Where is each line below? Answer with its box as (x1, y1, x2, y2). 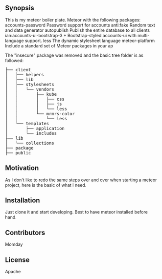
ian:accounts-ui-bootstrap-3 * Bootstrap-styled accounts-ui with (5, 32, 137, 38)
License (5, 256, 30, 264)
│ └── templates (5, 121, 49, 126)
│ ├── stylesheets (5, 82, 55, 87)
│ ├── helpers (5, 72, 44, 77)
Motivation (5, 164, 39, 172)
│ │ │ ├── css (5, 96, 65, 102)
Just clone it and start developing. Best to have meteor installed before (5, 209, 148, 215)
